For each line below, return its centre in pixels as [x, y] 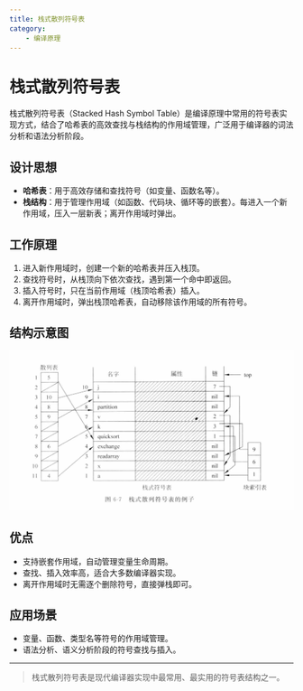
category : [28, 28]
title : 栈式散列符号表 [47, 19]
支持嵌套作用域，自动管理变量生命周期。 [97, 561]
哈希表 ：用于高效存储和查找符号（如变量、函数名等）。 [123, 191]
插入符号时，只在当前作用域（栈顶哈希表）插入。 [113, 290]
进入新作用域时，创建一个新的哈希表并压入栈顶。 [113, 267]
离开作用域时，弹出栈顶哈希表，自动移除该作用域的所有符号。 [137, 302]
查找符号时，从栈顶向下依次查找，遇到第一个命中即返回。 [129, 279]
